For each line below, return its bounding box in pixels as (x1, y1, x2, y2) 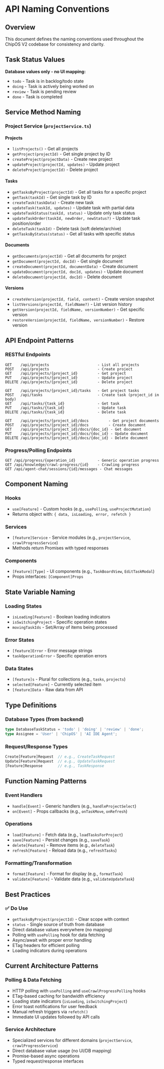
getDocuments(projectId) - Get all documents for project (12, 253, 127, 259)
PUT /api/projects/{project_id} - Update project (5, 375, 133, 380)
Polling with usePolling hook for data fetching (12, 932, 106, 938)
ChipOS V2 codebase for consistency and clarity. (5, 41, 105, 47)
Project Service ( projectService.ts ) (5, 123, 92, 130)
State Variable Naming (5, 588, 75, 596)
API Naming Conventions (5, 3, 109, 15)
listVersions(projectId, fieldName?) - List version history (12, 301, 133, 307)
